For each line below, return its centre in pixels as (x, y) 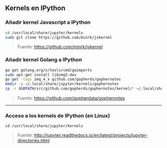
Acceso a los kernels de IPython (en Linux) (58, 116)
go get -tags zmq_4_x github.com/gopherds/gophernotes (63, 79)
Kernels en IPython (35, 8)
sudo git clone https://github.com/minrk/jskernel (59, 37)
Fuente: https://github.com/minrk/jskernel (60, 47)
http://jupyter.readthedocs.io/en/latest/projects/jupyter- (91, 135)
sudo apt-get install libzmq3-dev (41, 75)
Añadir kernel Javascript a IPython (48, 22)
